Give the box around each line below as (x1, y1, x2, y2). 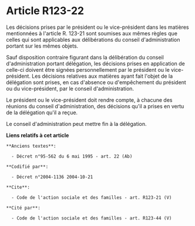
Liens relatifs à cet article (6, 131, 69, 139)
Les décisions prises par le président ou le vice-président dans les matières (6, 24, 189, 31)
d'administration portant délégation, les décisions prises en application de (6, 60, 185, 67)
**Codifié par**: (6, 164, 49, 169)
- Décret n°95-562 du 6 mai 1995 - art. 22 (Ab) (11, 153, 133, 159)
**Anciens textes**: (6, 143, 57, 149)
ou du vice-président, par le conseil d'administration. (6, 85, 134, 92)
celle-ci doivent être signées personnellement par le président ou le (6, 66, 170, 73)
